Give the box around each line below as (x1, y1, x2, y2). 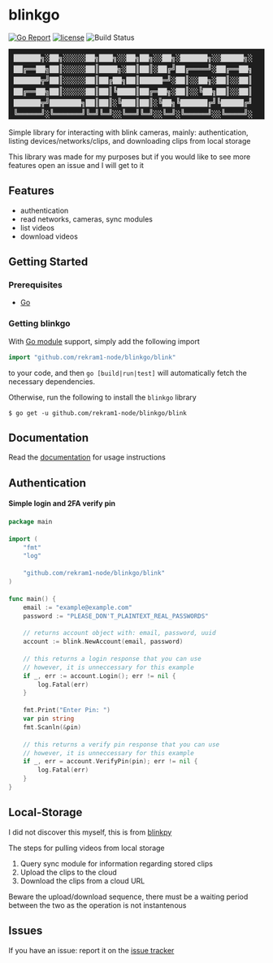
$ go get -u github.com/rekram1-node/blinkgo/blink (8, 408, 187, 417)
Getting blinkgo (8, 318, 71, 330)
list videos (19, 222, 55, 232)
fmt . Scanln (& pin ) (23, 723, 82, 732)
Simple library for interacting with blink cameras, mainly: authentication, (8, 127, 249, 137)
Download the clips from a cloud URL (19, 875, 145, 886)
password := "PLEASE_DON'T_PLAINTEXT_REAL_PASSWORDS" (23, 611, 209, 620)
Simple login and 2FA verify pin (8, 499, 116, 508)
